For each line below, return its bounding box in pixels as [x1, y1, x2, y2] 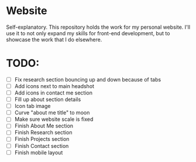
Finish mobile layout [14, 148, 63, 156]
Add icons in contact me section [14, 89, 92, 96]
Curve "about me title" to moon [14, 109, 90, 116]
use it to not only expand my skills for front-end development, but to [6, 29, 170, 36]
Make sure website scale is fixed [14, 116, 94, 123]
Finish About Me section [14, 122, 74, 130]
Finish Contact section [14, 142, 69, 149]
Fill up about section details [14, 96, 81, 103]
